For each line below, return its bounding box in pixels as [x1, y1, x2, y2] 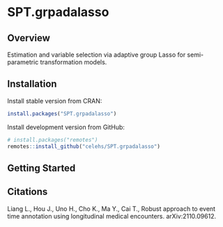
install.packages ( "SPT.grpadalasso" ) [7, 110, 117, 117]
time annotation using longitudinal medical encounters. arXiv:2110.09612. [7, 212, 217, 220]
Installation [7, 78, 57, 90]
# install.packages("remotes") [7, 136, 98, 143]
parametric [7, 58, 39, 66]
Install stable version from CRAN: [7, 96, 102, 105]
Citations [7, 186, 48, 198]
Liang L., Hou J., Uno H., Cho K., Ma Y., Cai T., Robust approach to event [7, 204, 216, 213]
